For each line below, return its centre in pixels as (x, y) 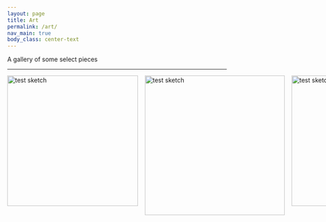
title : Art (23, 20)
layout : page (26, 14)
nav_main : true (29, 33)
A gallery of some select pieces (53, 59)
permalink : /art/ (32, 26)
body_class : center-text (43, 40)
